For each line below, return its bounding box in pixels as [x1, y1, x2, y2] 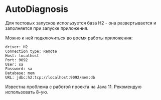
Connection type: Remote [5, 49, 57, 54]
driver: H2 [5, 44, 28, 49]
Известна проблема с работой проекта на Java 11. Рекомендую [5, 84, 142, 90]
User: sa [5, 62, 24, 67]
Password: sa [5, 66, 33, 71]
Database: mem [5, 71, 35, 76]
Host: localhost [5, 53, 39, 58]
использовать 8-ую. [5, 89, 49, 95]
